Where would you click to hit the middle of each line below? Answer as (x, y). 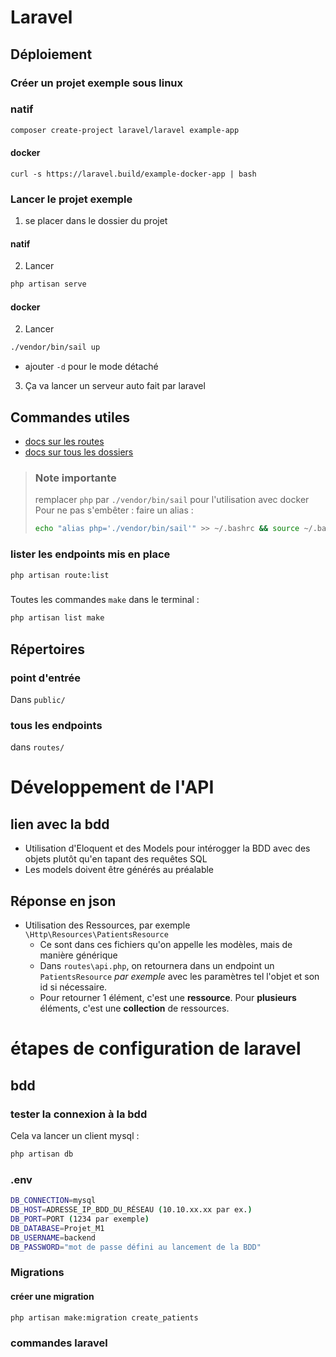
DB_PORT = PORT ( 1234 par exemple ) (80, 1219)
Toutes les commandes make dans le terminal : (105, 600)
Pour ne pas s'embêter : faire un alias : (114, 510)
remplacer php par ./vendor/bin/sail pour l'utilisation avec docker (172, 500)
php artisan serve (48, 284)
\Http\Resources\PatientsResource (96, 935)
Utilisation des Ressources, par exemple (107, 925)
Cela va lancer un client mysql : (75, 1135)
